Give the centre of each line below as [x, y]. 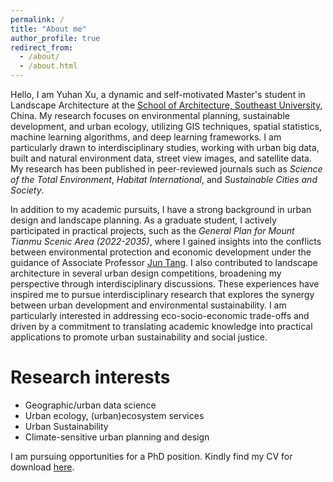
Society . [27, 190]
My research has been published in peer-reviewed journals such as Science [166, 169]
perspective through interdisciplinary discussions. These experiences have [165, 284]
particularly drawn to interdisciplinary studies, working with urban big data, [165, 147]
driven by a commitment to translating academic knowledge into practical [161, 326]
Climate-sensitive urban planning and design [117, 437]
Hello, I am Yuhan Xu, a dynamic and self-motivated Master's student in [158, 94]
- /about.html [48, 66]
